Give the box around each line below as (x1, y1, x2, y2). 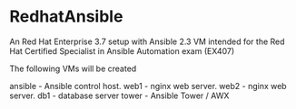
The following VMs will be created (9, 63, 137, 74)
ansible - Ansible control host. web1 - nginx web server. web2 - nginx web (9, 80, 288, 91)
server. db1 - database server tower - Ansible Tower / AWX (9, 90, 230, 101)
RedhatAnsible (9, 6, 123, 27)
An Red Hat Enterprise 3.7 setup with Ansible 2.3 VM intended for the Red (9, 36, 285, 47)
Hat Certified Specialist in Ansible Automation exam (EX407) (9, 45, 235, 56)
